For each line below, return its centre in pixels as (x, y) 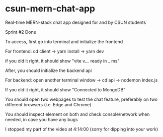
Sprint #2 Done (21, 32)
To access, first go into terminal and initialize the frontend (64, 41)
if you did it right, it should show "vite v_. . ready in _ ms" (62, 61)
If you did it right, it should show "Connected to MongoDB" (65, 89)
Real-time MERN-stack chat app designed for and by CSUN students (76, 22)
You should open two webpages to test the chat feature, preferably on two (81, 99)
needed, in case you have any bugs (41, 119)
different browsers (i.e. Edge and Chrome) (48, 104)
